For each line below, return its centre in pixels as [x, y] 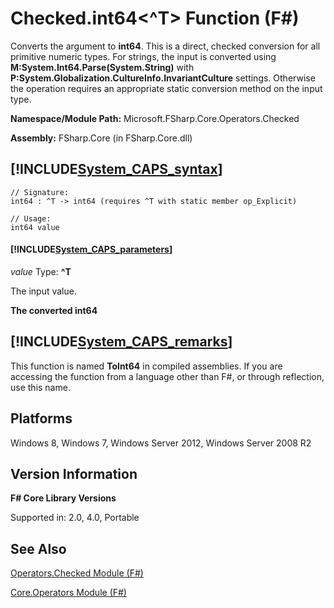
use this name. [40, 387]
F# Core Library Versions [63, 498]
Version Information [74, 473]
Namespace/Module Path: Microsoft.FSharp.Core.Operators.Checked [155, 118]
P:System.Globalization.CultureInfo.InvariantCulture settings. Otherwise [163, 78]
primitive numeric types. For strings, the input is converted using [143, 56]
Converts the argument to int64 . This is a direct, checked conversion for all [165, 46]
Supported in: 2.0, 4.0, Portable [75, 518]
